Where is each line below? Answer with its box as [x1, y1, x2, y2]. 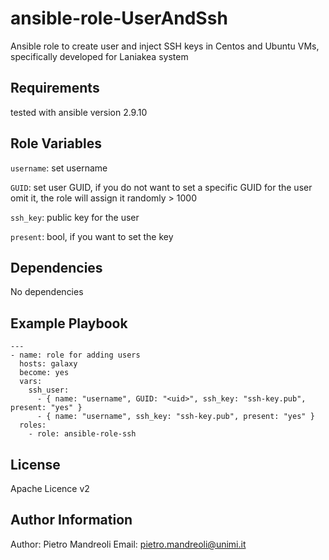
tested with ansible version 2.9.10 [10, 106, 148, 118]
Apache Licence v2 [10, 483, 90, 494]
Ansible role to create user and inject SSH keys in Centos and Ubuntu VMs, [10, 40, 320, 52]
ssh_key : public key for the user [10, 211, 140, 223]
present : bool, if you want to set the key [10, 230, 174, 242]
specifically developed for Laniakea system [10, 50, 189, 62]
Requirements [10, 80, 100, 97]
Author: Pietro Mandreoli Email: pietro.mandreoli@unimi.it [10, 538, 247, 550]
